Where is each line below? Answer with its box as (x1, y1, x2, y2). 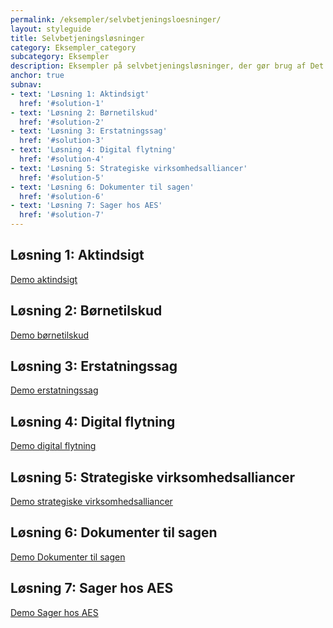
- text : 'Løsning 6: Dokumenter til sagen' (10, 182, 195, 192)
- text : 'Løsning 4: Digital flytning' (10, 145, 177, 155)
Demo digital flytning (10, 440, 97, 452)
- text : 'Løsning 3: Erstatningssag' (10, 126, 168, 136)
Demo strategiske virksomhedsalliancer (10, 496, 173, 508)
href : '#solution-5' (19, 172, 105, 183)
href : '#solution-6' (19, 191, 105, 201)
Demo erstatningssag (10, 384, 99, 396)
